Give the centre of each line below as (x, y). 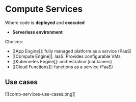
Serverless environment (37, 32)
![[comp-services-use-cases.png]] (41, 94)
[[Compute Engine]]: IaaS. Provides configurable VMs (67, 56)
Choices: (14, 41)
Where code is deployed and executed (45, 23)
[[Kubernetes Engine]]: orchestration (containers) (62, 61)
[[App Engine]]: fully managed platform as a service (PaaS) (72, 51)
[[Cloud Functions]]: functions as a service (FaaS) (63, 67)
